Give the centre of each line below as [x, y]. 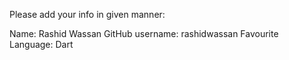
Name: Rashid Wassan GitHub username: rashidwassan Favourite [144, 33]
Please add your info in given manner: [87, 14]
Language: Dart [41, 44]
